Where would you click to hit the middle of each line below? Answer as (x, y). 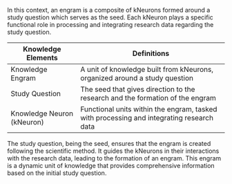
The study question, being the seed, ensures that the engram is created (109, 144)
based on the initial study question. (57, 173)
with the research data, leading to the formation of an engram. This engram (114, 158)
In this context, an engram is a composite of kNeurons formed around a (109, 10)
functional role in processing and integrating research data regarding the (110, 25)
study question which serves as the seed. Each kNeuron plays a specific (110, 17)
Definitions (151, 53)
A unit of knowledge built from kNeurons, (147, 70)
